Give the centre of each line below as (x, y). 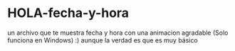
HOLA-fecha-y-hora (68, 13)
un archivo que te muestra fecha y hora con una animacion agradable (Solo (118, 33)
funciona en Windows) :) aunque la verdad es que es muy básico (103, 40)
